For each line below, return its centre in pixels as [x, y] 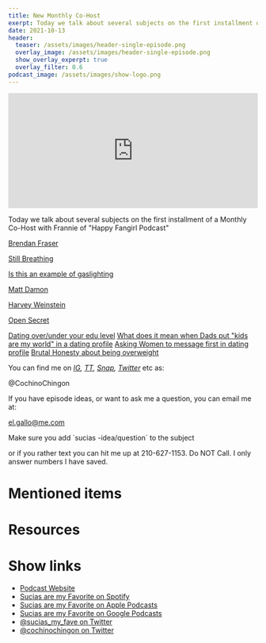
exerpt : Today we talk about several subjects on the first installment [131, 23]
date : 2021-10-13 [37, 30]
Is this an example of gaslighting [61, 274]
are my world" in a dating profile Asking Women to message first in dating [129, 344]
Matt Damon [28, 289]
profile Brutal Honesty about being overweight [84, 352]
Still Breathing [31, 258]
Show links [45, 566]
